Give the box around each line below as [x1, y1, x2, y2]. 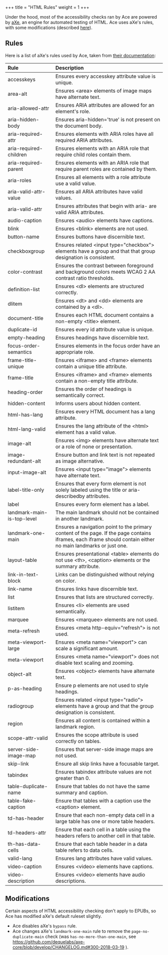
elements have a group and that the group [55, 702, 154, 709]
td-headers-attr [7, 829, 46, 836]
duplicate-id [7, 326, 37, 333]
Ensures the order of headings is [55, 386, 132, 393]
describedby [55, 492, 85, 499]
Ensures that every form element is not [55, 480, 146, 487]
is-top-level [7, 515, 37, 522]
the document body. [55, 122, 103, 129]
